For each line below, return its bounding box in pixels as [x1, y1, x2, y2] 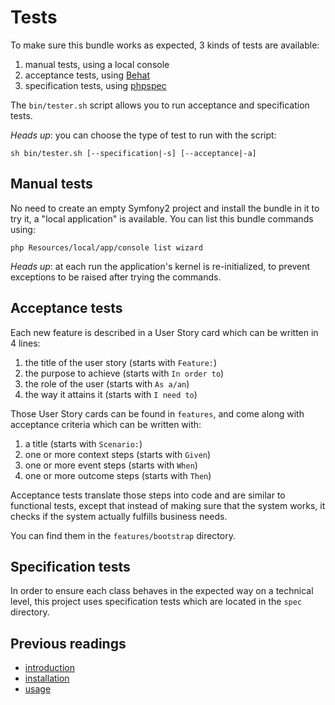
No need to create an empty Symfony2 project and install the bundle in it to [10, 202, 320, 214]
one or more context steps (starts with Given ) [24, 448, 212, 460]
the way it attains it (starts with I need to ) [24, 388, 198, 400]
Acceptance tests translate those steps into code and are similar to [10, 489, 286, 501]
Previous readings [10, 635, 127, 652]
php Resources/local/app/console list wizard [10, 242, 203, 253]
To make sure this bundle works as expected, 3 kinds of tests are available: [10, 39, 320, 51]
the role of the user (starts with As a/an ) [24, 377, 190, 390]
